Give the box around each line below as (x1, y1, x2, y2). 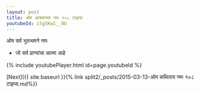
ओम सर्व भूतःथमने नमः (6, 37, 48, 45)
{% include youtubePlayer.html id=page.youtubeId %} (6, 62, 143, 69)
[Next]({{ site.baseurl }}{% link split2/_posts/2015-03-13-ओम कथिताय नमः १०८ (6, 73, 194, 81)
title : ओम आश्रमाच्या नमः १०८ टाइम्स (6, 15, 83, 21)
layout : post (6, 9, 40, 15)
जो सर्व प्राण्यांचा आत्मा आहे (15, 50, 65, 57)
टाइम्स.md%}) (6, 80, 38, 87)
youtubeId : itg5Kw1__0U (6, 20, 67, 26)
